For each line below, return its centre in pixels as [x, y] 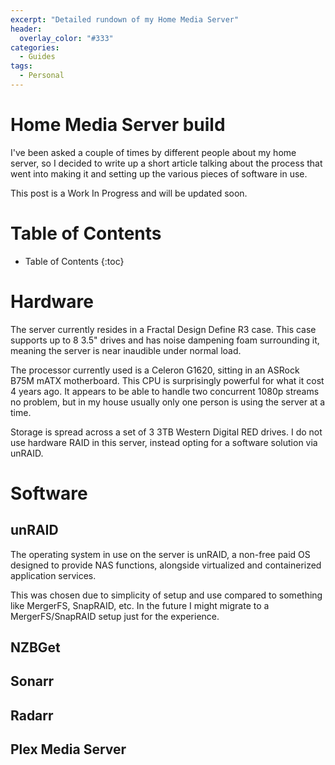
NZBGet [35, 647]
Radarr [32, 715]
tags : [21, 66]
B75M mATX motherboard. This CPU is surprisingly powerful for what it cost [167, 380]
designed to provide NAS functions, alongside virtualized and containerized [166, 565]
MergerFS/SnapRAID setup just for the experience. [115, 616]
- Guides [37, 57]
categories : [35, 47]
